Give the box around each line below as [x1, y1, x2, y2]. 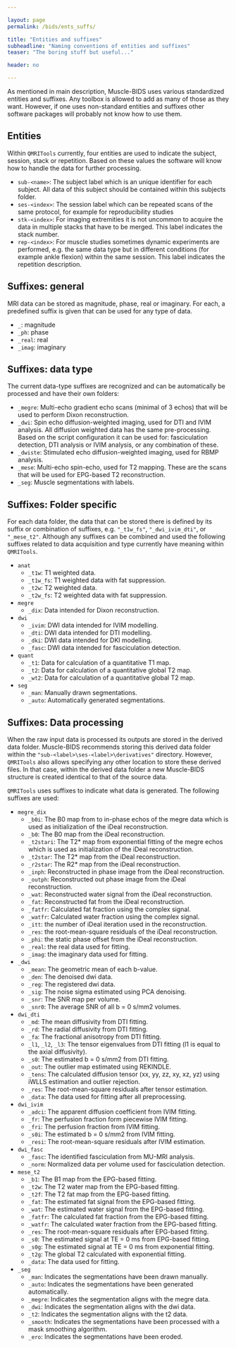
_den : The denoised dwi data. [27, 973, 113, 981]
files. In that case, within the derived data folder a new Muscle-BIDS [7, 765, 205, 774]
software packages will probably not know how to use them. [7, 110, 182, 118]
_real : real [17, 335, 49, 344]
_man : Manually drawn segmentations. [27, 689, 137, 697]
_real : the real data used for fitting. [27, 943, 130, 951]
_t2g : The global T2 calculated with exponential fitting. [27, 1250, 187, 1258]
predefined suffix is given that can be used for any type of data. [7, 306, 192, 315]
